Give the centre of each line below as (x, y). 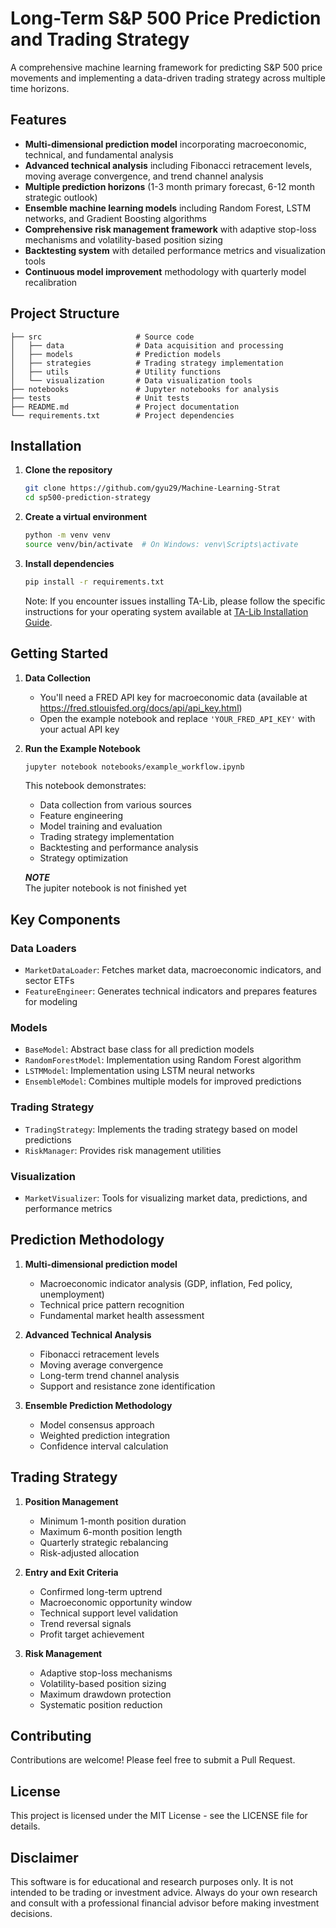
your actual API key (79, 729)
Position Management (71, 1501)
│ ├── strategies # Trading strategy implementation (147, 363)
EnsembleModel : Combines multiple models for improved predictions (163, 1081)
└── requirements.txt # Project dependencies (122, 415)
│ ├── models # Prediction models (116, 354)
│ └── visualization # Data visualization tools (131, 380)
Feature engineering (81, 816)
